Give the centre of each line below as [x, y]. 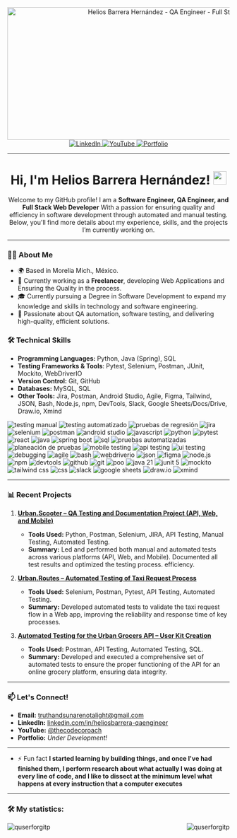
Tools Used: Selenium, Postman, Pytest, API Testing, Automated [121, 592]
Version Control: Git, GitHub [59, 380]
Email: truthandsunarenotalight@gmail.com [81, 715]
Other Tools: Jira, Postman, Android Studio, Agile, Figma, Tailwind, [115, 396]
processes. [44, 622]
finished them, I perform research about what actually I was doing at [120, 769]
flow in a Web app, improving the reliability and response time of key [128, 614]
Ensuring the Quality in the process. [69, 289]
